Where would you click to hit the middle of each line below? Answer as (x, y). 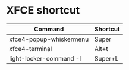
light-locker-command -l (45, 58)
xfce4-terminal (31, 49)
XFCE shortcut (43, 10)
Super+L (106, 58)
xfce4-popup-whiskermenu (49, 39)
